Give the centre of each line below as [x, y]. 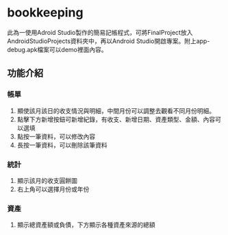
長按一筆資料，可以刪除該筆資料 [62, 145]
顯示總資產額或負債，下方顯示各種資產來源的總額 [86, 225]
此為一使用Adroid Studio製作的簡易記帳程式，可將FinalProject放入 [100, 32]
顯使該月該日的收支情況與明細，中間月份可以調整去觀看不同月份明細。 [116, 110]
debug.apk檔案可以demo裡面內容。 [57, 49]
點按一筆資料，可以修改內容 [56, 136]
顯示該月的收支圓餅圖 [47, 180]
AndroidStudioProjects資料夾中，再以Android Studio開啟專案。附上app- [109, 41]
